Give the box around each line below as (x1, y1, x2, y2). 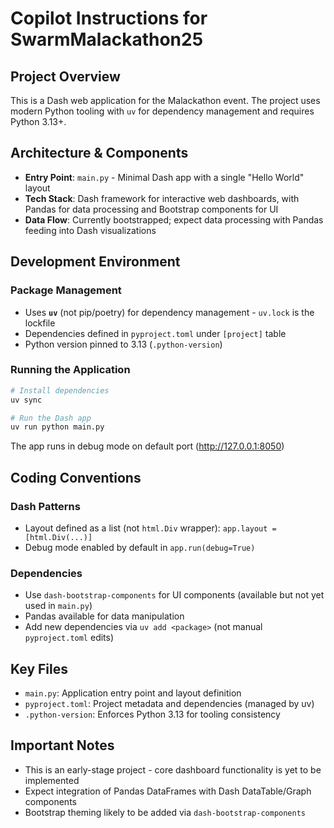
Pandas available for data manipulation (24, 610, 185, 622)
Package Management (10, 283, 122, 297)
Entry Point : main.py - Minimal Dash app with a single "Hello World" (24, 171, 305, 183)
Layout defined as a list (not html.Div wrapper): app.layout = (24, 522, 277, 534)
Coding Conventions (10, 469, 142, 486)
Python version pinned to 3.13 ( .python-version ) (24, 338, 223, 350)
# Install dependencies (10, 385, 110, 396)
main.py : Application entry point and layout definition (24, 687, 242, 699)
